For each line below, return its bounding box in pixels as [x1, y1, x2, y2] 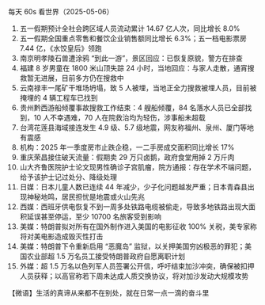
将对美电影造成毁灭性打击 [19, 232, 104, 241]
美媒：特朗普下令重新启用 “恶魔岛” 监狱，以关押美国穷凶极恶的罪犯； [19, 242, 245, 251]
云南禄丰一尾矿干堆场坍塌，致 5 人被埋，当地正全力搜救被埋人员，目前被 [19, 83, 257, 93]
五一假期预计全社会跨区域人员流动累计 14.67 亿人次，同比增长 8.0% [19, 24, 240, 33]
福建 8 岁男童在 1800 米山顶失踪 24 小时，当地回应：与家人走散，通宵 [19, 63, 248, 73]
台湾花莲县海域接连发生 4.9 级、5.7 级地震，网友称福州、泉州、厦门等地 [19, 123, 255, 132]
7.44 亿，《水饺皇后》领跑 [19, 44, 103, 53]
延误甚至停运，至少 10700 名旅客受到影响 [26, 212, 162, 221]
